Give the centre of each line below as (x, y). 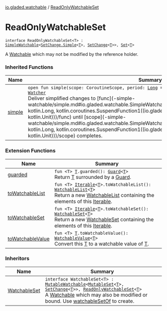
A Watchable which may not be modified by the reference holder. (72, 54)
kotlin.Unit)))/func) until (55, 117)
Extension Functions (30, 151)
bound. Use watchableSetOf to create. (90, 301)
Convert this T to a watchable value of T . (102, 244)
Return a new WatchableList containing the (104, 195)
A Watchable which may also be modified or (96, 295)
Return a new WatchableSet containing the (104, 219)
